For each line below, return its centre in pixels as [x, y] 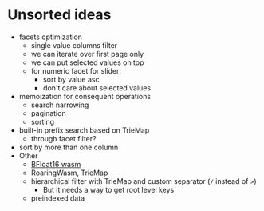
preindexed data [58, 198]
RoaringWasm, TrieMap [69, 173]
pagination [48, 113]
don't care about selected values [97, 88]
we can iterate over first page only [87, 54]
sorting [43, 121]
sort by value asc [71, 79]
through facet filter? [63, 138]
